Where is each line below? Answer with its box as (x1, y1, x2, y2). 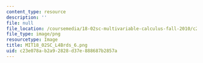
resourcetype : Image (6, 37, 59, 43)
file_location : (6, 25, 45, 32)
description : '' (6, 14, 47, 20)
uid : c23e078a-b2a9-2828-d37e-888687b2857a (6, 48, 118, 54)
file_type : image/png (6, 31, 61, 37)
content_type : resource (6, 8, 66, 15)
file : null (6, 20, 34, 26)
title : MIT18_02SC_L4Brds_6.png (6, 43, 88, 49)
